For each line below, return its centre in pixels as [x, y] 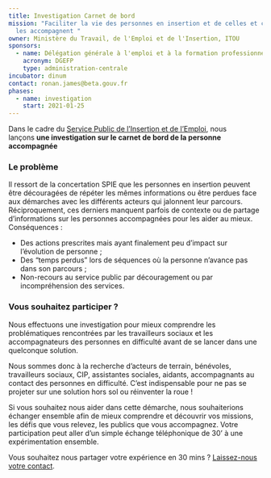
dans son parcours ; [53, 269]
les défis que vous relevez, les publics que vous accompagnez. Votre [123, 424]
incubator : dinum [38, 76]
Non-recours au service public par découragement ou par [117, 277]
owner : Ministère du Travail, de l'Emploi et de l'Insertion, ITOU [124, 38]
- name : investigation [54, 99]
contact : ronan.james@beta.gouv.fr [68, 83]
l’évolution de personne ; [61, 252]
